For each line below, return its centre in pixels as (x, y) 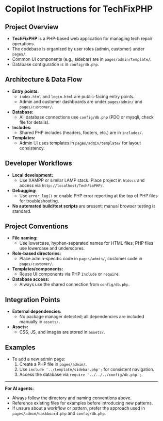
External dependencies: (37, 311)
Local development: (33, 175)
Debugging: (24, 190)
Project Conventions (37, 227)
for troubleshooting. (39, 201)
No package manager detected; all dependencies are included (82, 317)
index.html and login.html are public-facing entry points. (77, 96)
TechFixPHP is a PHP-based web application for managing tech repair (82, 38)
